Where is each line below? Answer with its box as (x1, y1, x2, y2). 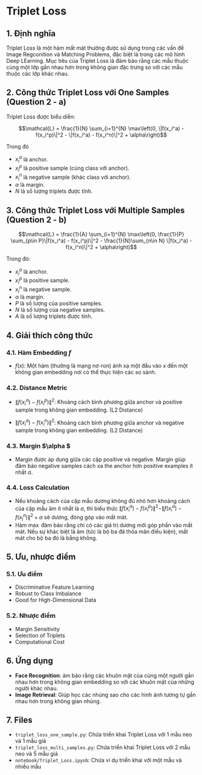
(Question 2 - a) (6, 97, 66, 107)
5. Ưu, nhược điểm (6, 552, 77, 562)
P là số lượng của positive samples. (14, 300, 103, 307)
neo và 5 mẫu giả (14, 750, 58, 757)
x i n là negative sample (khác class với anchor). (14, 172, 131, 182)
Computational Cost (14, 638, 65, 645)
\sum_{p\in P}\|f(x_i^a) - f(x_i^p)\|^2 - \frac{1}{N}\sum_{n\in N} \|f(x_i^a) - (10, 237, 192, 244)
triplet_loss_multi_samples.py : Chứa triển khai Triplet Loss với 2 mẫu (14, 744, 191, 751)
